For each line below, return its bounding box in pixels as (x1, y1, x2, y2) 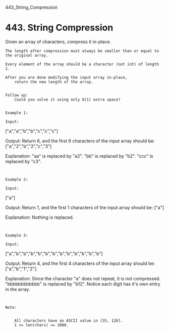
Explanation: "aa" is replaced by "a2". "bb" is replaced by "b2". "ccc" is (5, 153, 153, 159)
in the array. (5, 286, 30, 292)
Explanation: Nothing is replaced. (5, 214, 74, 220)
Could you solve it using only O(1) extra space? (14, 97, 121, 102)
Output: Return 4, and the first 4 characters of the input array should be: (5, 260, 155, 266)
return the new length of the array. (14, 79, 94, 84)
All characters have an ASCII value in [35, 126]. (14, 318, 123, 323)
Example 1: (5, 110, 28, 115)
